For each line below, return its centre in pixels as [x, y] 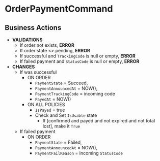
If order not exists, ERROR [47, 45]
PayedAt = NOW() [53, 99]
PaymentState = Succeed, [61, 83]
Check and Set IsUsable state [66, 115]
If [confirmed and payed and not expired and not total [99, 121]
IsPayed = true [50, 110]
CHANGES [23, 67]
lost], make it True [61, 126]
